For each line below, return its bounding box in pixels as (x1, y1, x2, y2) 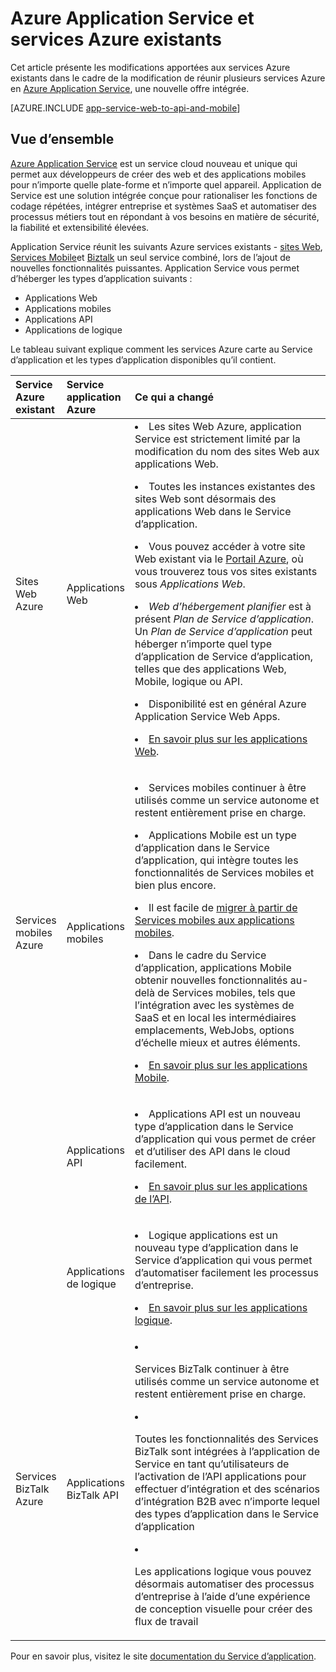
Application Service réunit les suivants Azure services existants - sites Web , (10, 240, 323, 252)
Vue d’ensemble (10, 131, 115, 148)
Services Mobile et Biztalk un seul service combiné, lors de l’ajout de (10, 251, 291, 263)
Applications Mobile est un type (148, 828, 297, 842)
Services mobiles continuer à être (148, 780, 307, 794)
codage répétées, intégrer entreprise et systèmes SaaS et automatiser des (10, 200, 317, 212)
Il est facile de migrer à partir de (148, 900, 298, 914)
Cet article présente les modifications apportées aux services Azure (10, 61, 291, 73)
